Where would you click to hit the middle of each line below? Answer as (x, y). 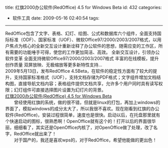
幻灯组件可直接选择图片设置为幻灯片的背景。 (60, 90)
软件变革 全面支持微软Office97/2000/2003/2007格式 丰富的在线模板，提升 (82, 58)
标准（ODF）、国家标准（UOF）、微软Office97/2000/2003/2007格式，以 (83, 40)
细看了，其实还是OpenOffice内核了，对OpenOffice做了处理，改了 (86, 127)
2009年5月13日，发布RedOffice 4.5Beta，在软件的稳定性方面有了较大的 (79, 71)
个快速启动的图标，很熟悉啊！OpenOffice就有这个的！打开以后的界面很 (78, 121)
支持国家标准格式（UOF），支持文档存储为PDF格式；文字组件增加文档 (85, 77)
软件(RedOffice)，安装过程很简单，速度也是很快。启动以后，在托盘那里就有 (83, 115)
